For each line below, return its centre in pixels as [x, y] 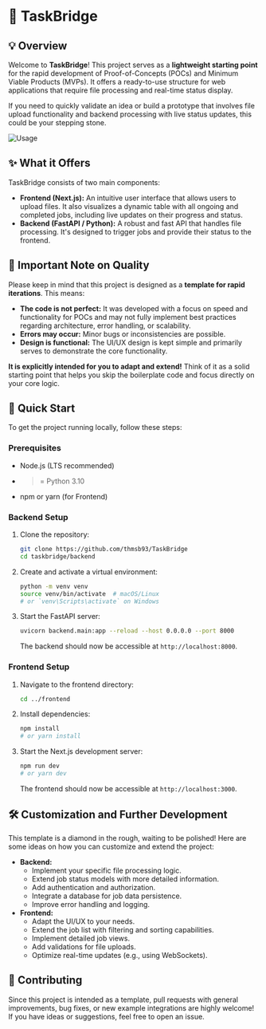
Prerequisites [35, 448]
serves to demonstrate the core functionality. [94, 351]
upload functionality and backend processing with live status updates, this [130, 114]
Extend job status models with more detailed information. [125, 879]
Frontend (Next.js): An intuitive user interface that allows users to [128, 198]
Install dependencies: [55, 714]
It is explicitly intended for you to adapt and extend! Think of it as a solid [129, 366]
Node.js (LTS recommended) [67, 465]
